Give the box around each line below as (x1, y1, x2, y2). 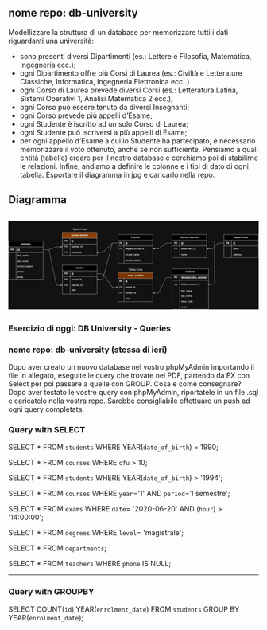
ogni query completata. (8, 404, 85, 413)
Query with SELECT (8, 424, 86, 435)
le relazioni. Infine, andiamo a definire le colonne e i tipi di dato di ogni (19, 161, 249, 170)
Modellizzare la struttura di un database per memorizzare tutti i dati (8, 27, 229, 37)
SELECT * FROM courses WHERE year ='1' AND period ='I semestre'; (8, 489, 230, 499)
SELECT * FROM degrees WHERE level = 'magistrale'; (8, 528, 184, 538)
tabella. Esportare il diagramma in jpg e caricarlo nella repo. (19, 170, 215, 179)
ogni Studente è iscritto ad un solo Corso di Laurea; (19, 119, 189, 128)
